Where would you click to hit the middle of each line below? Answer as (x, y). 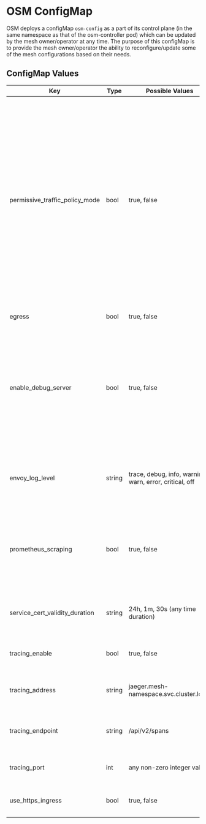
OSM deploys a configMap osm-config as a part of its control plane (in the (99, 28)
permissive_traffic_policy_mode (55, 200)
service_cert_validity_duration (52, 613)
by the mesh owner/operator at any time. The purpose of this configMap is (101, 41)
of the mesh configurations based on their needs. (69, 54)
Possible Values (170, 91)
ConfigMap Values (43, 74)
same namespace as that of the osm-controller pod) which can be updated (101, 34)
